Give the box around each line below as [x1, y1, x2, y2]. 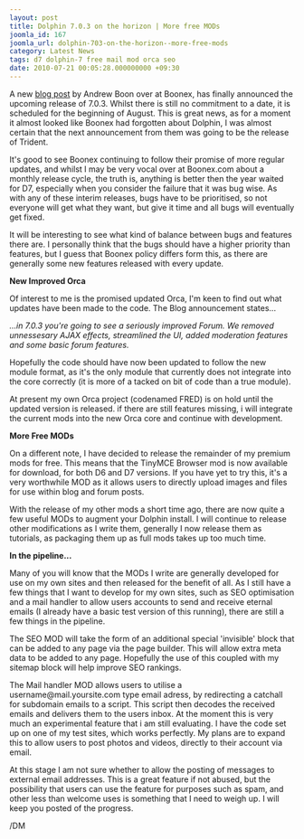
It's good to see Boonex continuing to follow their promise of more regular [9, 154, 285, 165]
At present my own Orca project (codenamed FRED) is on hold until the [9, 393, 274, 404]
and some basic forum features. [9, 339, 129, 350]
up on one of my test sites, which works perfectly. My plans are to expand [9, 727, 286, 738]
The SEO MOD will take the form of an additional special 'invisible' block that [9, 633, 295, 644]
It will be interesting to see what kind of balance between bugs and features [9, 229, 292, 240]
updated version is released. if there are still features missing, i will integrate [9, 403, 293, 414]
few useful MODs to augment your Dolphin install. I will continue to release [9, 513, 287, 524]
